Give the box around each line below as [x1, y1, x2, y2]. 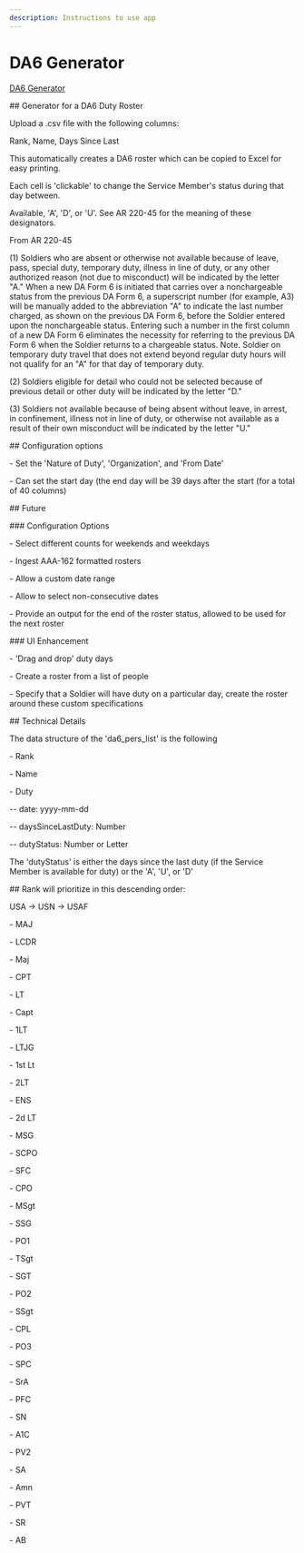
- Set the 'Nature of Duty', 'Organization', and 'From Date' [9, 458, 224, 469]
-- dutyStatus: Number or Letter [9, 838, 129, 849]
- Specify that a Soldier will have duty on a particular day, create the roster [9, 687, 289, 699]
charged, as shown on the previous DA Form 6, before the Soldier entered [9, 310, 286, 321]
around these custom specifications [9, 697, 143, 708]
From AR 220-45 [9, 234, 73, 245]
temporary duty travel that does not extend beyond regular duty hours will [9, 349, 286, 360]
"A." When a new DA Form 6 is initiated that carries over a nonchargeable [9, 281, 283, 292]
